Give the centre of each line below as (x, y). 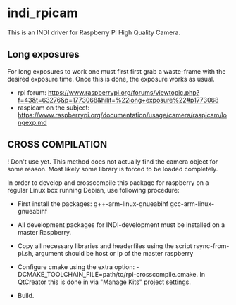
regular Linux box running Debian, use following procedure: (93, 190)
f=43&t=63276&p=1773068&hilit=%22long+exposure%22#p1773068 (118, 100)
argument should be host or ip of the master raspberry (114, 253)
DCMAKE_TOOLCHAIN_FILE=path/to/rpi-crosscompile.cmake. (108, 274)
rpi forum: (32, 92)
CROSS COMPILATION (57, 144)
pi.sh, (25, 253)
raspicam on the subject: (54, 108)
